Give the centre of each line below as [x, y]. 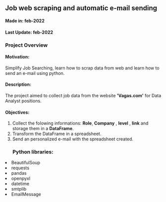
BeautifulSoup [26, 163]
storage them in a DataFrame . [43, 129]
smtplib [19, 189]
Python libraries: [33, 152]
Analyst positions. [23, 101]
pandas [19, 173]
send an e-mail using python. [35, 73]
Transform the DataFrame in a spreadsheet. [57, 134]
